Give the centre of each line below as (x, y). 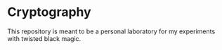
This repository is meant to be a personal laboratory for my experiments (111, 31)
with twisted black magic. (44, 38)
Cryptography (49, 12)
